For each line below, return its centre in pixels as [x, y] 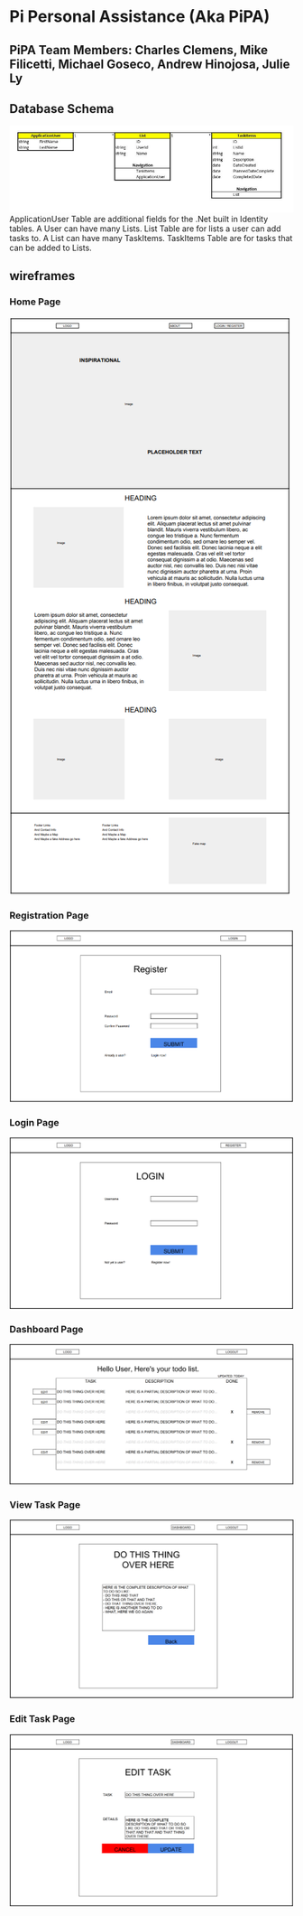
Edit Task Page [42, 1719]
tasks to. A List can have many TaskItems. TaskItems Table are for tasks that [151, 238]
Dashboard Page [46, 1329]
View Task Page [45, 1504]
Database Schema [62, 109]
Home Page [35, 302]
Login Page [35, 1122]
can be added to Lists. [50, 248]
